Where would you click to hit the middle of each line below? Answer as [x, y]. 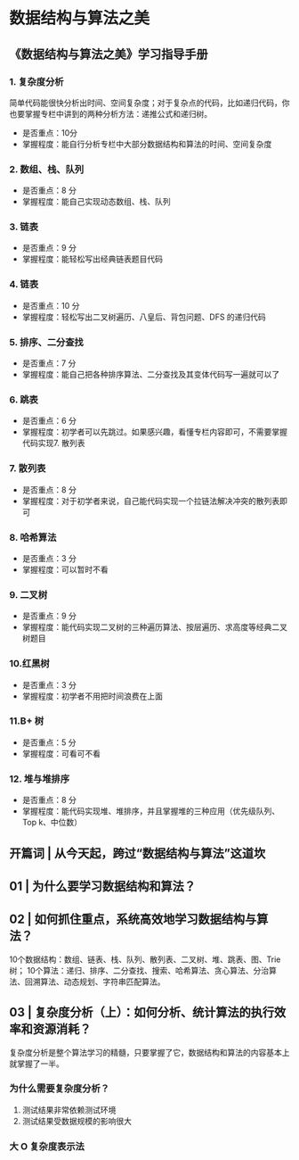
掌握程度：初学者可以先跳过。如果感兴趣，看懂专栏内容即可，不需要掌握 [154, 432]
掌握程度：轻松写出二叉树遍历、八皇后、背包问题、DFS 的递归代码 [144, 317]
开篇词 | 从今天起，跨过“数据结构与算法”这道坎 [137, 853]
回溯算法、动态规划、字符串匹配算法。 [95, 982]
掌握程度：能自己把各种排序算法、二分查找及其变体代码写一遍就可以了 [151, 375]
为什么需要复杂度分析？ [59, 1089]
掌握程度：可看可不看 [61, 753]
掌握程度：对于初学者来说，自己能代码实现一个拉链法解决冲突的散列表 [151, 501]
